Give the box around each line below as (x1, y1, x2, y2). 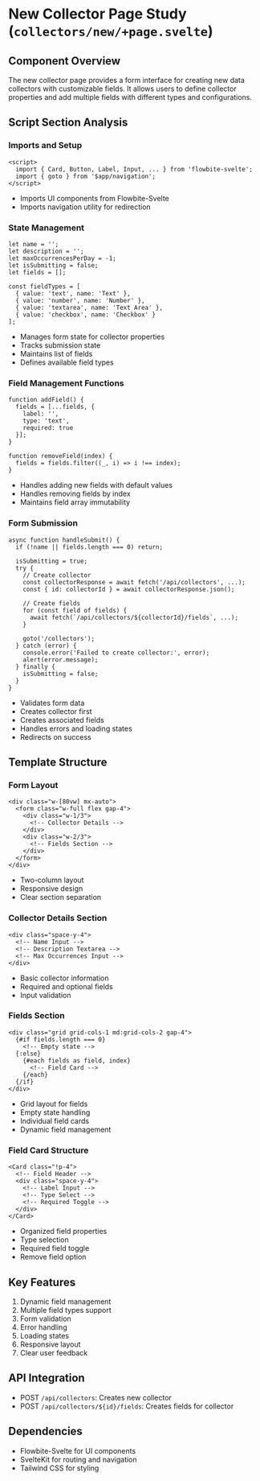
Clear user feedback (19, 1347, 88, 1357)
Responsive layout (19, 1339, 81, 1349)
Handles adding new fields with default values (19, 481, 173, 490)
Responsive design (19, 884, 83, 893)
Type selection (19, 1235, 70, 1244)
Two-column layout (19, 875, 84, 885)
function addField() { (8, 396, 84, 404)
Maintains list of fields (19, 349, 93, 358)
